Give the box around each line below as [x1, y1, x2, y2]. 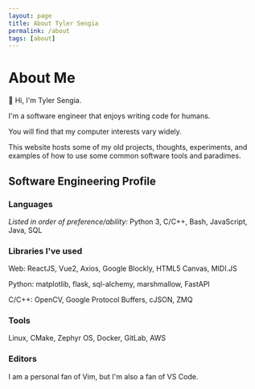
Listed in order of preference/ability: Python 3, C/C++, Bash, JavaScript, [8, 217, 248, 226]
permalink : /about [8, 27, 70, 35]
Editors [8, 354, 38, 365]
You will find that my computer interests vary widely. [8, 126, 183, 137]
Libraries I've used [8, 245, 83, 256]
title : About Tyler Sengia [8, 19, 99, 27]
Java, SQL [8, 225, 43, 234]
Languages [8, 198, 54, 209]
